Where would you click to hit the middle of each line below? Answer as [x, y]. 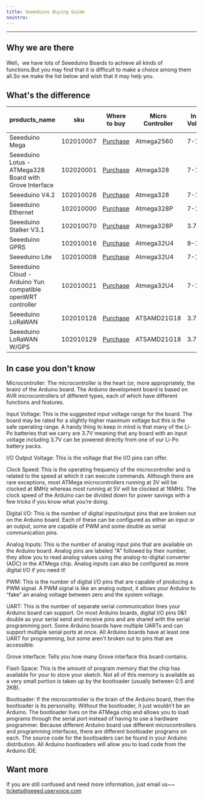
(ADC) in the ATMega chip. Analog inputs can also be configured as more [98, 564]
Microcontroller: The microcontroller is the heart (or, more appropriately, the [101, 383]
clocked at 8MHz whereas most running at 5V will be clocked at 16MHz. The [101, 489]
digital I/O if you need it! [36, 570]
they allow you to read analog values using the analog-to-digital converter [98, 557]
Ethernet [21, 212]
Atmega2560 [154, 141]
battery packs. [24, 446]
